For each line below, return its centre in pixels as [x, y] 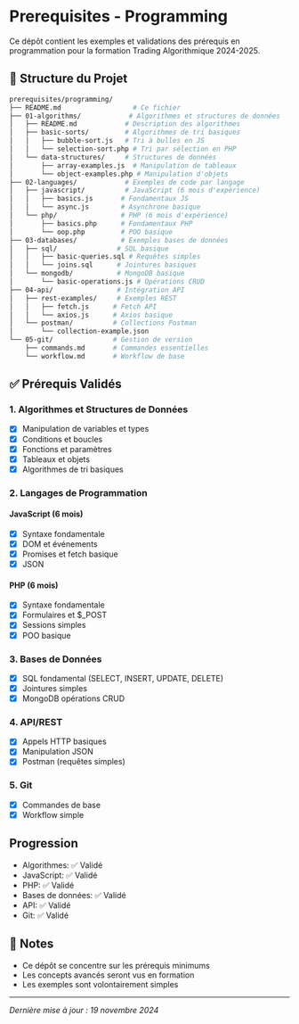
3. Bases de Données [56, 659]
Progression [44, 843]
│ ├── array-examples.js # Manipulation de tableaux [123, 165]
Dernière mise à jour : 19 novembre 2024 [84, 1010]
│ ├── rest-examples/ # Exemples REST [93, 298]
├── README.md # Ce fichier [95, 107]
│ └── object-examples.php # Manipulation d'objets [119, 174]
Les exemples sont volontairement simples [100, 984]
